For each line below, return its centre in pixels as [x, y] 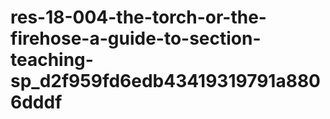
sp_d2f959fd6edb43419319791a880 [166, 81]
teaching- [52, 60]
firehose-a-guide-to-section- [136, 38]
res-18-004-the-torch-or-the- [138, 17]
